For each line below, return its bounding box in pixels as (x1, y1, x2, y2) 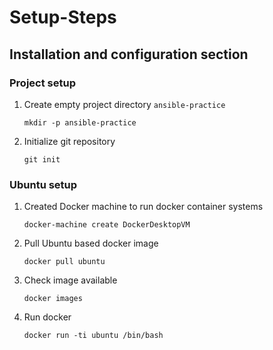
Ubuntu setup (9, 177, 78, 191)
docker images (23, 294, 83, 304)
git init (23, 154, 61, 165)
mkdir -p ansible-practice (23, 117, 137, 128)
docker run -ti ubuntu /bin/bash (23, 331, 164, 341)
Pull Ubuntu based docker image (23, 237, 159, 250)
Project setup (9, 76, 76, 90)
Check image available (23, 274, 118, 286)
